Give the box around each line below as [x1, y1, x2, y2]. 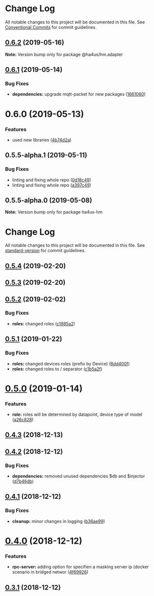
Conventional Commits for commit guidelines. [5, 24, 96, 30]
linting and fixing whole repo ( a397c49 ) [12, 182, 92, 188]
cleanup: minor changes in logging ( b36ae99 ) [12, 518, 105, 524]
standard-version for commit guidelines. [5, 248, 86, 254]
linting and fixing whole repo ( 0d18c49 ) [12, 177, 92, 183]
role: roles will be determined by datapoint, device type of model [12, 411, 143, 417]
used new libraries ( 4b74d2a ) [12, 137, 72, 143]
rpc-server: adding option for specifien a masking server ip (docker [12, 564, 149, 570]
